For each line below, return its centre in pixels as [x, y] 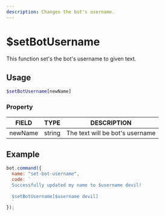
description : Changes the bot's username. [60, 12]
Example [23, 154]
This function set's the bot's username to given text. [71, 59]
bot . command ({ [24, 168]
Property [20, 107]
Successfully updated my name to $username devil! [77, 185]
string [52, 133]
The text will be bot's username [111, 133]
